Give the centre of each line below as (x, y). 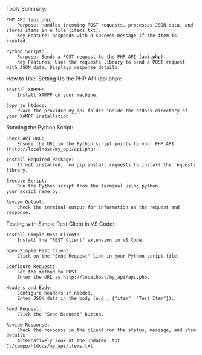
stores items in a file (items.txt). (54, 30)
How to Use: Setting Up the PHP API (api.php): (64, 79)
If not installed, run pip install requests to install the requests (107, 165)
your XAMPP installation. (39, 116)
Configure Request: (31, 267)
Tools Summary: (27, 9)
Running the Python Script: (40, 127)
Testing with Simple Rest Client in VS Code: (60, 224)
